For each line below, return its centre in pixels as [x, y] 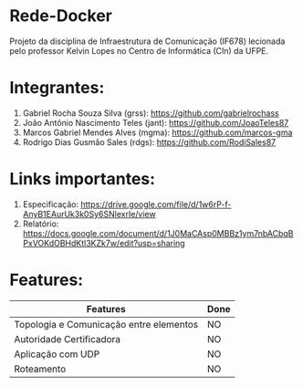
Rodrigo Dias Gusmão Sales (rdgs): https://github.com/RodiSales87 [149, 141]
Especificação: [51, 204]
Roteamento [40, 369]
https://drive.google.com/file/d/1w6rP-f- [156, 204]
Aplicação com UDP [57, 354]
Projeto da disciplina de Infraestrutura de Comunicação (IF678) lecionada [147, 41]
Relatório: [41, 224]
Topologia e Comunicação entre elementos [106, 324]
